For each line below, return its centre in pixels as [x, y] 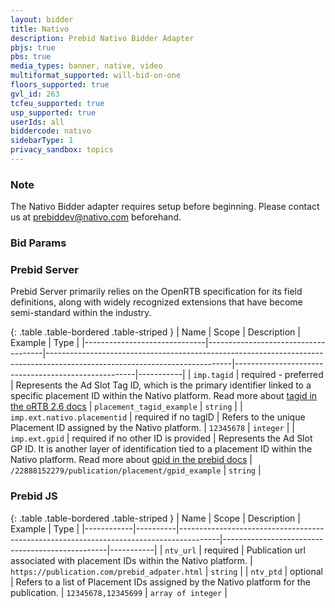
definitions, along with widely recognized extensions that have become [156, 302]
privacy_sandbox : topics [62, 150]
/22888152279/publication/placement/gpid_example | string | [136, 470]
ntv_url [180, 551]
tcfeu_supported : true [57, 103]
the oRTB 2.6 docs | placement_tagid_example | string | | [126, 407]
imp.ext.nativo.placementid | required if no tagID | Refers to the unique [158, 417]
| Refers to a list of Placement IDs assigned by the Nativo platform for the [160, 582]
